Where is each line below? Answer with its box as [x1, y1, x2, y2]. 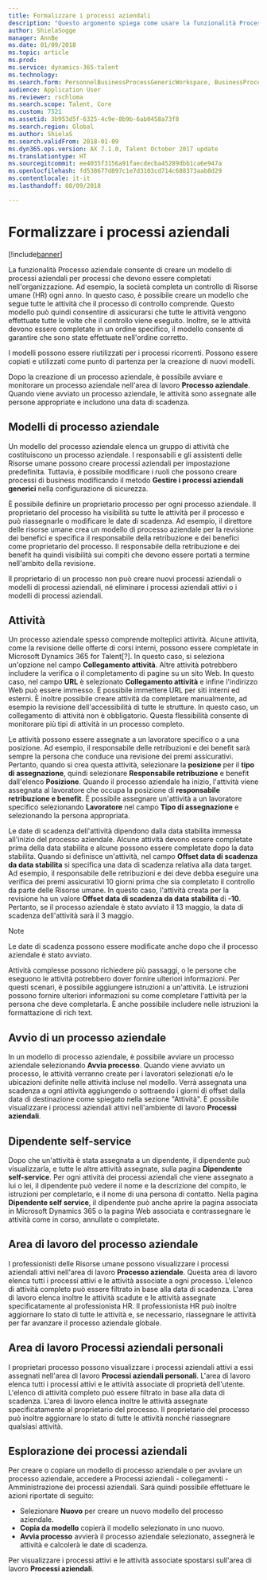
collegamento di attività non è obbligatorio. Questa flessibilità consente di [8, 711, 249, 720]
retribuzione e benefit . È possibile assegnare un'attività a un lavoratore [8, 794, 242, 804]
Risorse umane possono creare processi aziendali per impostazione [8, 458, 230, 468]
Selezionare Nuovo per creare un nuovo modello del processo [19, 1506, 224, 1516]
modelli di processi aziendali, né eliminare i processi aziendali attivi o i [8, 582, 238, 591]
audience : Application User [8, 85, 102, 94]
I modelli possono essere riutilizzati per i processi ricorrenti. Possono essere [8, 348, 258, 357]
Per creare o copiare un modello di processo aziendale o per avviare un [8, 1465, 242, 1475]
